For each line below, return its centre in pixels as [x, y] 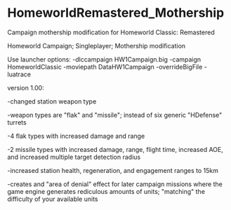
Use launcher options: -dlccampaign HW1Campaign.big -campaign [104, 59]
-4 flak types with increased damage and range [76, 136]
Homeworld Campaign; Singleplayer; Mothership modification [97, 45]
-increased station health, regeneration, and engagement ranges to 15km [113, 170]
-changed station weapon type [52, 101]
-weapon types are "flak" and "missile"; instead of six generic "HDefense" [115, 115]
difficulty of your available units [53, 199]
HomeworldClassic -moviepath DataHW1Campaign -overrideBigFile [105, 66]
